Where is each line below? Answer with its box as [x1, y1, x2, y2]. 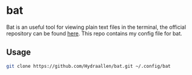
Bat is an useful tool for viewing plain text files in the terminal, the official [6, 23, 187, 31]
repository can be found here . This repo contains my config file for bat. [6, 29, 182, 37]
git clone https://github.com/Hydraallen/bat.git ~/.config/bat [6, 63, 171, 69]
